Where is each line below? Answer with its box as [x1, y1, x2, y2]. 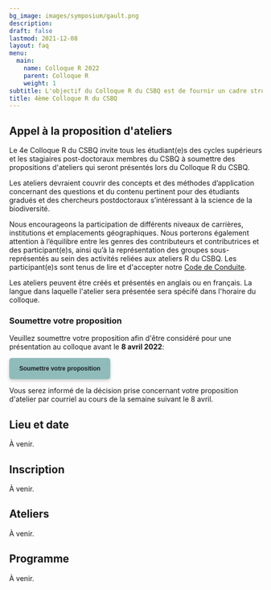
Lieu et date [9, 418, 69, 431]
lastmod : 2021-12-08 [9, 34, 79, 43]
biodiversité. [9, 204, 51, 214]
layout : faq [9, 42, 49, 50]
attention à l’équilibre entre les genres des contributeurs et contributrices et [9, 237, 260, 247]
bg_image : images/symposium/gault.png [9, 11, 139, 20]
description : [9, 19, 53, 27]
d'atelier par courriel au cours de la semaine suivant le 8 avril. [9, 394, 214, 404]
